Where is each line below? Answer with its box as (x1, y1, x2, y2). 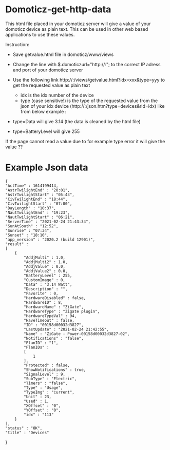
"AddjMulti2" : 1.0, (24, 259, 68, 265)
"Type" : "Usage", (24, 385, 63, 390)
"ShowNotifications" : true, (24, 367, 86, 373)
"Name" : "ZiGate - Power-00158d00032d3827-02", (24, 331, 130, 337)
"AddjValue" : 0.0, (24, 264, 66, 269)
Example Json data (5, 162, 88, 173)
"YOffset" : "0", (24, 407, 61, 413)
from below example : (20, 108, 67, 114)
